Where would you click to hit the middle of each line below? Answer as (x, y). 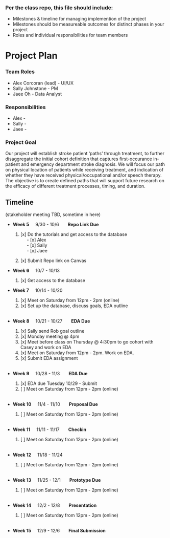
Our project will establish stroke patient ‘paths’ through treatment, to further (85, 154)
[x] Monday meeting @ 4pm (50, 336)
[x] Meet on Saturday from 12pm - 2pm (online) (70, 300)
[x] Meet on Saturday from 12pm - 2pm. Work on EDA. (77, 353)
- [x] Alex (37, 240)
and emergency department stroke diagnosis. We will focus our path (93, 164)
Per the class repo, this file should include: (59, 8)
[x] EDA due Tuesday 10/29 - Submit (59, 383)
